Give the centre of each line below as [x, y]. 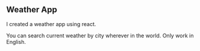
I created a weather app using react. [51, 24]
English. [16, 42]
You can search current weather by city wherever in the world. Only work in [100, 36]
